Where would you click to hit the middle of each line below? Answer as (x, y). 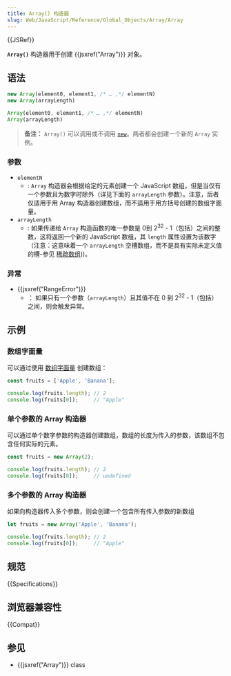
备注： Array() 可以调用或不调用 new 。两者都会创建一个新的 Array (117, 134)
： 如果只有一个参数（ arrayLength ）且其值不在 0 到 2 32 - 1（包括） (122, 297)
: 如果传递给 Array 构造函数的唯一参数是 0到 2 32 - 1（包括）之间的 (121, 227)
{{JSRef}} (21, 39)
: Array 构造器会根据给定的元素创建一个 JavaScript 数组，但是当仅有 (124, 186)
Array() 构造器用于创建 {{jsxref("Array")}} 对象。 (77, 54)
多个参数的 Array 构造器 (47, 495)
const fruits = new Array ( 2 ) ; (51, 457)
